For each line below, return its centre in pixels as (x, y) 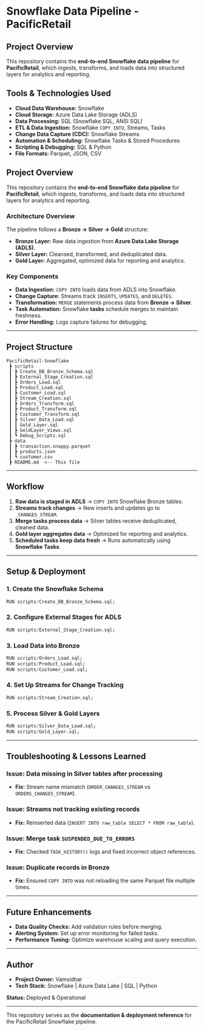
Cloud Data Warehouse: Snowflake (59, 108)
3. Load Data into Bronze (43, 646)
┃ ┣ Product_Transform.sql (43, 409)
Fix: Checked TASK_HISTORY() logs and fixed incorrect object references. (105, 851)
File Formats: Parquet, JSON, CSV (58, 153)
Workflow (25, 487)
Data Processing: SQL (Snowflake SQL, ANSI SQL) (79, 121)
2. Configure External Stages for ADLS (64, 617)
